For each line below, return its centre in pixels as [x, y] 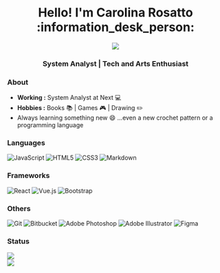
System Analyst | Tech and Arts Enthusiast [115, 63]
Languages [26, 143]
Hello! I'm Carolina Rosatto [115, 13]
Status [18, 241]
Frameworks [29, 175]
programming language [50, 125]
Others [19, 208]
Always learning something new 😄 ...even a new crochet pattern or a [115, 118]
